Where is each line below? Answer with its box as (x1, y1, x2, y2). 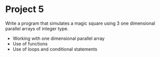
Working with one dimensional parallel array (12, 35, 105, 41)
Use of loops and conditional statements (12, 46, 98, 52)
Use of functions (12, 40, 48, 46)
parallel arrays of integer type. (5, 25, 69, 31)
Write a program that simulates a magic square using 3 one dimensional (5, 20, 155, 26)
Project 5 (5, 4, 44, 15)
